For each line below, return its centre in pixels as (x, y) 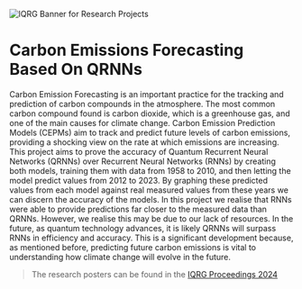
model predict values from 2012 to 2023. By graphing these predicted (139, 180)
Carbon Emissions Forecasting (127, 50)
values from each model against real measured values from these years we (149, 190)
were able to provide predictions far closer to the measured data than (138, 209)
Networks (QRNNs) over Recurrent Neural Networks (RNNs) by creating (143, 161)
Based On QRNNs (76, 70)
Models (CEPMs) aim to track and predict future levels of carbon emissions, (150, 132)
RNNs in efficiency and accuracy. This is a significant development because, (151, 238)
